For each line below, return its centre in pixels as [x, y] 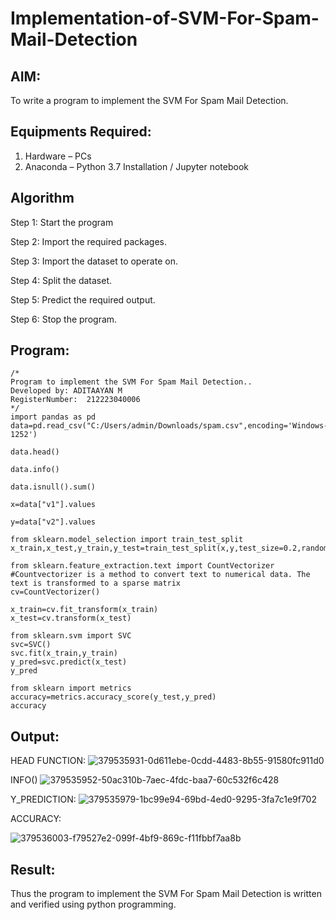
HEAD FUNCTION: [48, 761]
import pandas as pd [53, 417]
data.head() [35, 452]
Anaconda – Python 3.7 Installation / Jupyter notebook [136, 166]
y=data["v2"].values [53, 522]
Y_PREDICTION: [43, 799]
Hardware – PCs [58, 156]
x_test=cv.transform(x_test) [71, 618]
